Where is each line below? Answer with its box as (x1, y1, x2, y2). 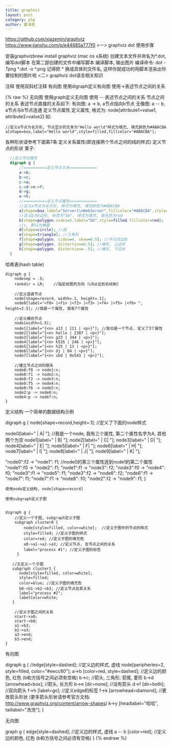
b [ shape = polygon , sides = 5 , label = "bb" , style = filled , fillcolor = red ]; (18, 218, 164, 223)
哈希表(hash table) (5, 261, 45, 268)
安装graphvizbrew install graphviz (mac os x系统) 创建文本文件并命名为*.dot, (5, 53, 166, 59)
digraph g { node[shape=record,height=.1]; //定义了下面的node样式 (5, 419, 146, 425)
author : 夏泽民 (5, 22, 35, 27)
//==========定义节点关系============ (18, 165, 97, 170)
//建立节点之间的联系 (14, 363, 54, 368)
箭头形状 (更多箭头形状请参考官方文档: (9, 694, 91, 700)
